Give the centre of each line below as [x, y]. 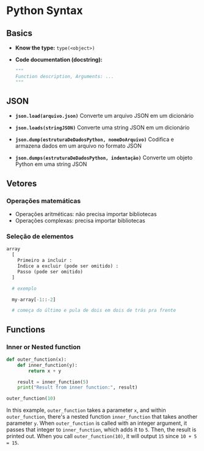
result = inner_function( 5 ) [53, 382]
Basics [19, 33]
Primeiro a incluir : [45, 261]
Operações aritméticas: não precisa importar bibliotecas [86, 214]
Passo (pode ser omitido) [50, 272]
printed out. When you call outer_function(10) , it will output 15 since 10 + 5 [102, 436]
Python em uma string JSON [51, 164]
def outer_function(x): [37, 359]
